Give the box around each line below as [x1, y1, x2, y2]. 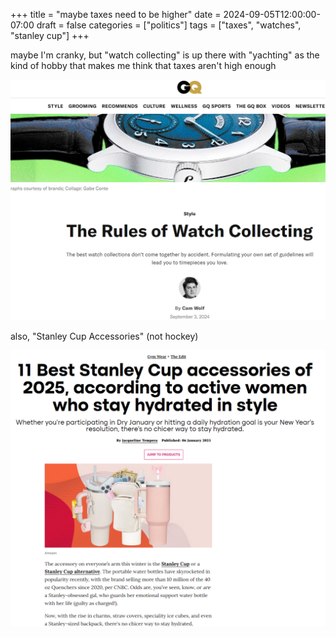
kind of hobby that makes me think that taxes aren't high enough [10, 60, 277, 71]
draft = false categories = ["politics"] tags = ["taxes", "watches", [36, 19, 302, 31]
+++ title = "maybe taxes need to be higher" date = [10, 9, 222, 20]
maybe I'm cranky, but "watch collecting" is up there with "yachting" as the [10, 49, 320, 61]
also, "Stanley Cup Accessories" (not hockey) [10, 330, 199, 343]
